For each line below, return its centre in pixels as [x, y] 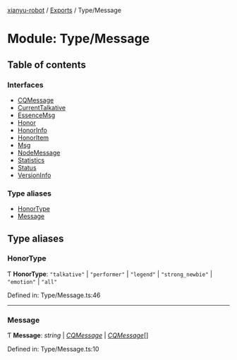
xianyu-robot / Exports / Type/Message [65, 10]
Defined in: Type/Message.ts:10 [53, 349]
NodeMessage [39, 152]
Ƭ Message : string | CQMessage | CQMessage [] [78, 335]
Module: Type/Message [79, 39]
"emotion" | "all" [32, 281]
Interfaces [25, 85]
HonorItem [33, 138]
